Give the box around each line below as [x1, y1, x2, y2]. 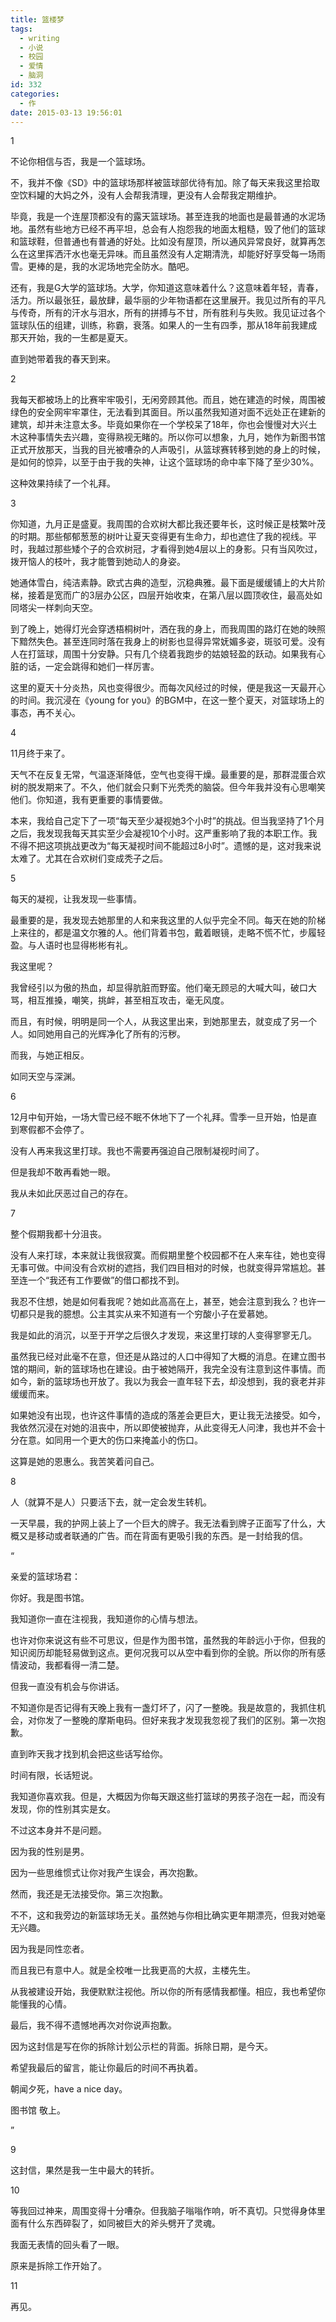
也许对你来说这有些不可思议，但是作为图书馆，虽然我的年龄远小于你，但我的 [10, 1634, 326, 1646]
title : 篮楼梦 [10, 14, 65, 25]
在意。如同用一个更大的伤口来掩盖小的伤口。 [18, 1434, 203, 1446]
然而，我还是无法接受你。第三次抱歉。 [10, 1888, 168, 1900]
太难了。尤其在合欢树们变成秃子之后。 [10, 852, 168, 865]
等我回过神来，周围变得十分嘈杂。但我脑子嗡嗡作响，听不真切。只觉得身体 [10, 2205, 317, 2217]
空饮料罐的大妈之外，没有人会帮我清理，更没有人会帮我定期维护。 [10, 189, 282, 201]
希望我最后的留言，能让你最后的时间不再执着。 [10, 2062, 203, 2074]
